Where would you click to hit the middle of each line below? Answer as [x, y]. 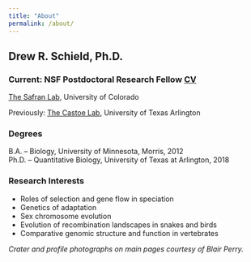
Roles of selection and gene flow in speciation [97, 199]
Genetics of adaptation [58, 207]
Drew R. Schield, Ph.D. [66, 56]
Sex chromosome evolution [66, 216]
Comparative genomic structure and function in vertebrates [119, 233]
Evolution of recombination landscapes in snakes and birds [118, 225]
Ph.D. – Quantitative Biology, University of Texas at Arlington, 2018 [119, 160]
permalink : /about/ [41, 24]
